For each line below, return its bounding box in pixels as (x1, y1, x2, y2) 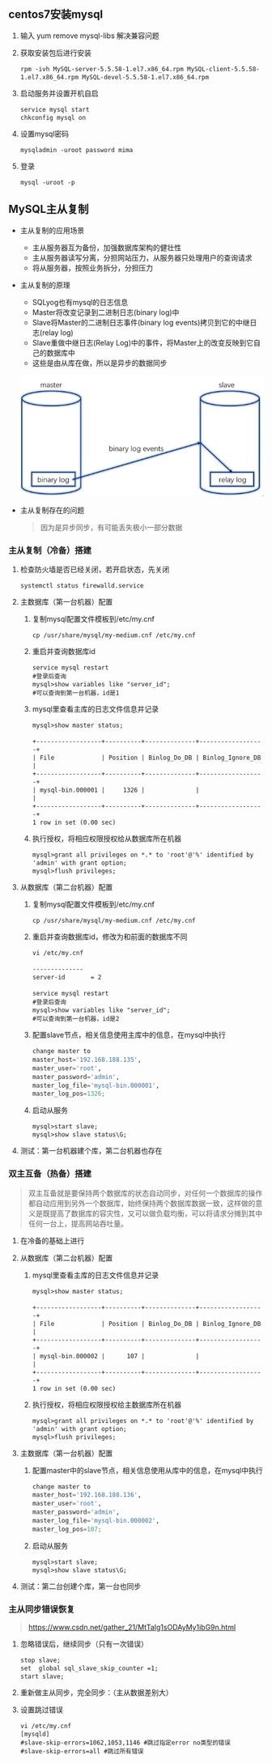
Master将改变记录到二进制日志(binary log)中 (32, 307, 180, 317)
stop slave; (19, 1656, 61, 1665)
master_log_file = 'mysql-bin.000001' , (32, 1081, 160, 1090)
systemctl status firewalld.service (19, 582, 144, 590)
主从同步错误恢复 (8, 1604, 75, 1615)
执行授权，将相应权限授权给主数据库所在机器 (32, 1400, 182, 1409)
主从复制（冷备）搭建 (8, 545, 91, 556)
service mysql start (19, 105, 90, 113)
